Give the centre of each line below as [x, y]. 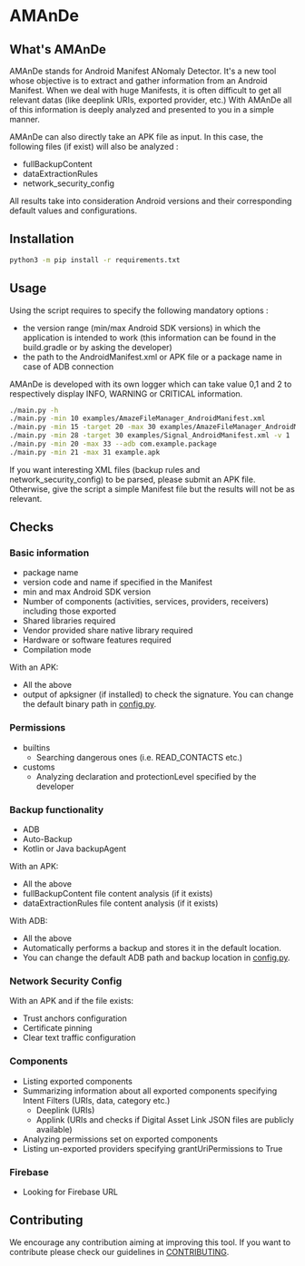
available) [54, 1129]
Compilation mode [57, 650]
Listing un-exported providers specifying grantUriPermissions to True [152, 1148]
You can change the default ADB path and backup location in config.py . [156, 957]
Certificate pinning [57, 1028]
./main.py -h [34, 410]
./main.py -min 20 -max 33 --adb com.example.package [113, 444]
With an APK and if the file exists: [72, 1001]
